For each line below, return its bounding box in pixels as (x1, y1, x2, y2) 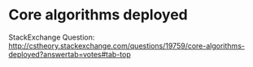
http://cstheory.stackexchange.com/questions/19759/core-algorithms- (8, 40, 246, 50)
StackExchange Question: (8, 32, 95, 42)
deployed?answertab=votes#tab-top (8, 49, 132, 59)
